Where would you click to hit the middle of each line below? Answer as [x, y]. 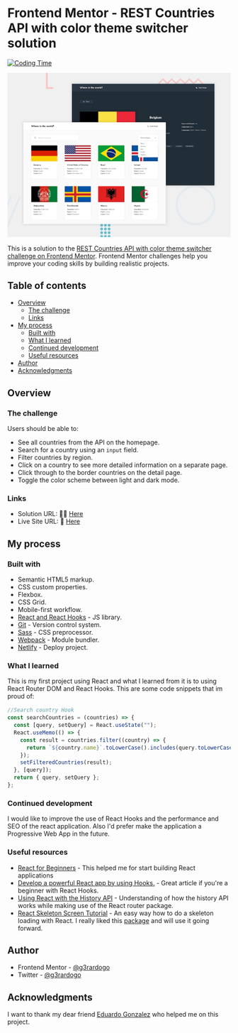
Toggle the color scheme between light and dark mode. [98, 480]
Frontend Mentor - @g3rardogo [64, 968]
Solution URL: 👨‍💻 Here [50, 514]
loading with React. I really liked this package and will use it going [113, 920]
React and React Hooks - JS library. [70, 617]
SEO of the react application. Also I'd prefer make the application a [104, 826]
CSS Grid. [32, 602]
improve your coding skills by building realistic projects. [89, 263]
